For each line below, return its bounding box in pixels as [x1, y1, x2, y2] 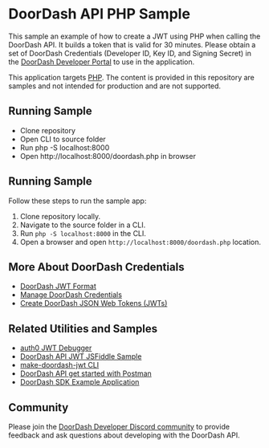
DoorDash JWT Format [19, 282, 96, 291]
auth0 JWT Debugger [19, 343, 92, 353]
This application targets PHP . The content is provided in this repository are [8, 72, 255, 82]
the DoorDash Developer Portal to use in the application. [8, 57, 195, 67]
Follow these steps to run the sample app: [8, 196, 147, 206]
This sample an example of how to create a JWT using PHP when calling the [8, 31, 261, 41]
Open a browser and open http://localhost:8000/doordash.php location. [19, 237, 261, 246]
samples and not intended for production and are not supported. [8, 81, 222, 91]
